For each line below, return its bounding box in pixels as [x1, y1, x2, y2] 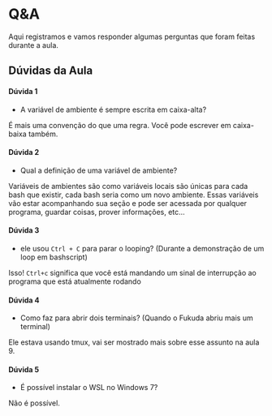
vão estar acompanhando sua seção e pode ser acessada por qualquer [8, 198, 248, 208]
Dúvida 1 [8, 86, 38, 96]
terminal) [19, 322, 51, 332]
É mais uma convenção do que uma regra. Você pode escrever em [8, 120, 231, 130]
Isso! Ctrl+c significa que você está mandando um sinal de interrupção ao [8, 268, 257, 277]
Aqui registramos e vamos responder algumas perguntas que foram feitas [8, 32, 256, 41]
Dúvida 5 [8, 364, 39, 374]
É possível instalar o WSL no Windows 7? [19, 383, 158, 392]
